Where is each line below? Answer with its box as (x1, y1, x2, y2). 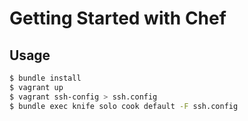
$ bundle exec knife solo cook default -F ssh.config (9, 101, 239, 111)
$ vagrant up (9, 82, 64, 92)
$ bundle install (9, 73, 82, 83)
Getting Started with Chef (9, 7, 227, 30)
